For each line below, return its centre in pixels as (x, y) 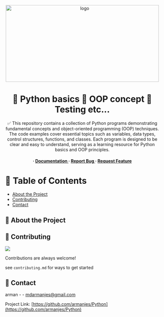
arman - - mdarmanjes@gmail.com (40, 295)
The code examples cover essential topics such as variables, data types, (82, 134)
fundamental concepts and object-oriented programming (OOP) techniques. (82, 129)
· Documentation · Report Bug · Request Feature (82, 161)
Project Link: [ (19, 304)
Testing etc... (82, 110)
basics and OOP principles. (82, 149)
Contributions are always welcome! (41, 258)
